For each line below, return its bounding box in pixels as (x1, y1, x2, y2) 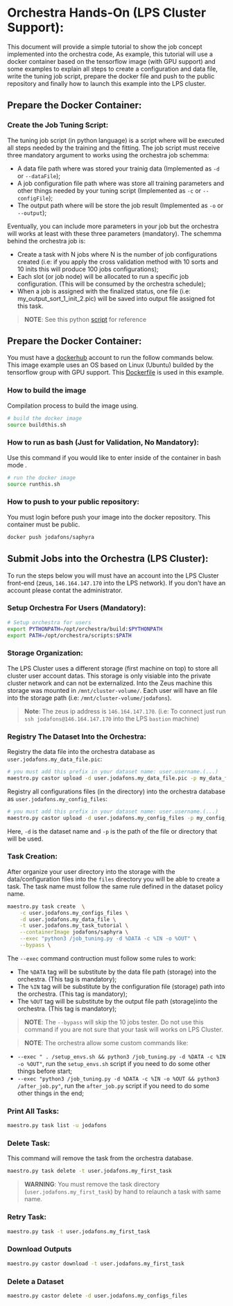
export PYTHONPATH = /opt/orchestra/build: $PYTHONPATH (7, 626, 163, 633)
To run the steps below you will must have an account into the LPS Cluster (7, 571, 220, 580)
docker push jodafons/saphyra (7, 533, 95, 540)
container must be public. (7, 520, 80, 529)
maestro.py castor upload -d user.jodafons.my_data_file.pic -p (7, 775, 197, 782)
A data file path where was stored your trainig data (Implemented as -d (17, 164, 220, 173)
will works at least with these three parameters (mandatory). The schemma (7, 229, 222, 237)
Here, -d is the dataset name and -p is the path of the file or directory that (7, 827, 217, 835)
